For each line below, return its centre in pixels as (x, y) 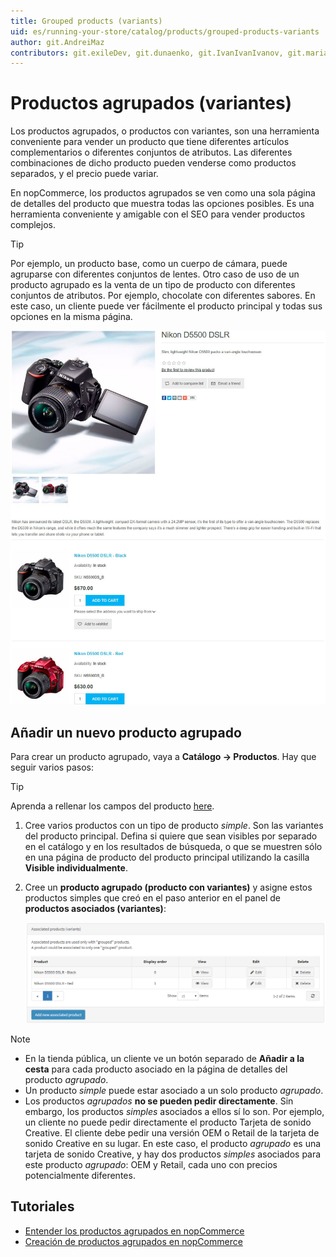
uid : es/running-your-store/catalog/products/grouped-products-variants (165, 31)
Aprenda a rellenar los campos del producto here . (112, 806)
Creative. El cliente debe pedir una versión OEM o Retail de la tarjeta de (172, 1132)
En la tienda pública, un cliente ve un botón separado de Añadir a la (164, 1058)
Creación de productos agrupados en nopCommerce (133, 1241)
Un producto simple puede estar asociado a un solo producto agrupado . (174, 1090)
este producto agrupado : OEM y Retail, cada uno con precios (151, 1164)
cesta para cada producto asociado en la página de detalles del (156, 1069)
